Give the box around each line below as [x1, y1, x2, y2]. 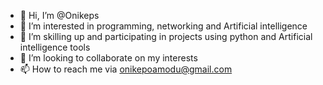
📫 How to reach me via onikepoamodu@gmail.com [19, 63, 233, 75]
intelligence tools [19, 41, 91, 53]
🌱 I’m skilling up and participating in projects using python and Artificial [19, 31, 313, 42]
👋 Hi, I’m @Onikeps [19, 10, 100, 21]
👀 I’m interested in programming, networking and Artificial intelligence [19, 20, 308, 32]
